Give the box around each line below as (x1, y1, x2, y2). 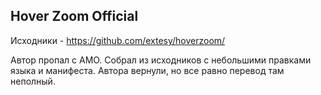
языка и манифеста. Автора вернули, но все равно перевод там (10, 64, 285, 76)
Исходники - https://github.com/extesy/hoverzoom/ (10, 34, 226, 46)
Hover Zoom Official (10, 8, 139, 25)
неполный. (10, 75, 56, 87)
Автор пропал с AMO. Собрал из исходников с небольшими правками (10, 54, 312, 66)
